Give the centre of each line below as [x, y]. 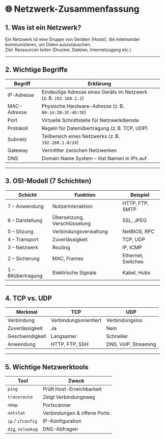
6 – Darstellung [25, 220]
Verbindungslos [124, 321]
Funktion [85, 195]
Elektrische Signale [74, 272]
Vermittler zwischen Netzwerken [79, 150]
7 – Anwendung [26, 206]
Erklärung [99, 84]
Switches [133, 262]
